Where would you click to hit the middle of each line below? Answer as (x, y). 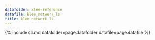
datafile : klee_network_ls (33, 14)
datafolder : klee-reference (34, 10)
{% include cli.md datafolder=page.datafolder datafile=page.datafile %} (78, 33)
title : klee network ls (29, 19)
